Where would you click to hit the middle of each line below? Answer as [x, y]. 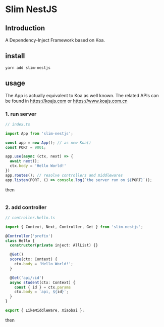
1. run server [21, 114]
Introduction [25, 28]
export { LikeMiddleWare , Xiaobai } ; [45, 311]
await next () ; [24, 161]
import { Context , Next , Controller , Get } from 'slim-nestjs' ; [74, 227]
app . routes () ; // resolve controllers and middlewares [64, 175]
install [15, 56]
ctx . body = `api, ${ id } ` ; [42, 292]
